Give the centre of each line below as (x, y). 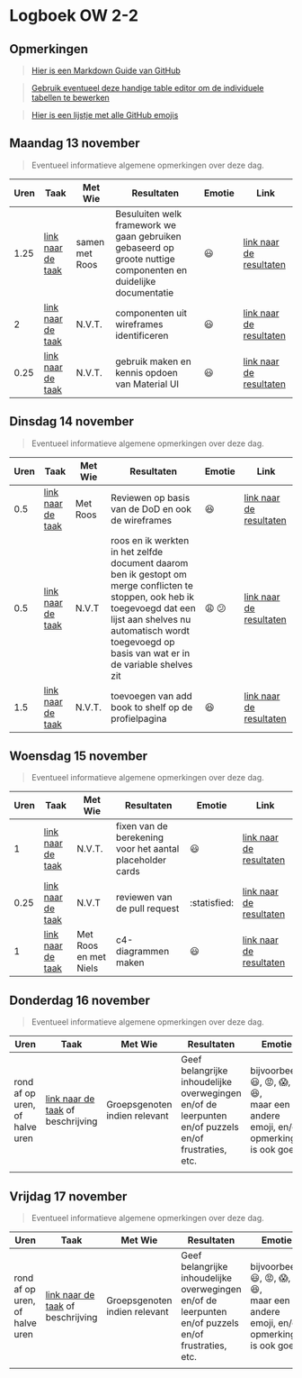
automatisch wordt (151, 630)
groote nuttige (145, 259)
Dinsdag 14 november (72, 421)
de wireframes (142, 520)
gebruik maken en (153, 361)
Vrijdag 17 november (68, 1196)
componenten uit (151, 313)
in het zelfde (137, 552)
